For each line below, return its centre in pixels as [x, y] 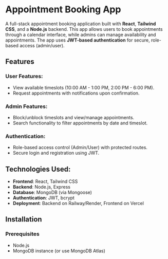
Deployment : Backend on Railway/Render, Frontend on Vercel [78, 203]
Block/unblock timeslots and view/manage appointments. [73, 117]
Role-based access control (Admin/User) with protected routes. [80, 147]
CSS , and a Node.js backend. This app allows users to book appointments [84, 29]
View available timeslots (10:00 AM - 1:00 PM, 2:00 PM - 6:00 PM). [83, 87]
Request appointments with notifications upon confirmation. [76, 93]
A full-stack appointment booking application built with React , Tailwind [81, 24]
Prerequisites [22, 234]
